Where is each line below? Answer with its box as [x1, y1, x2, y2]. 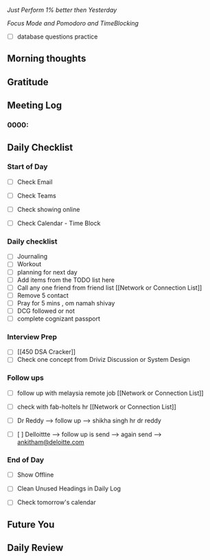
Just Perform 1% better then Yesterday [7, 6, 117, 14]
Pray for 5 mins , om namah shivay [16, 299, 115, 307]
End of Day [7, 455, 45, 464]
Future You [7, 519, 55, 530]
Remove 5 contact [16, 291, 69, 299]
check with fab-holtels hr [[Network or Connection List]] [16, 402, 176, 411]
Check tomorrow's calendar [16, 498, 96, 506]
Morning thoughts [7, 53, 86, 65]
